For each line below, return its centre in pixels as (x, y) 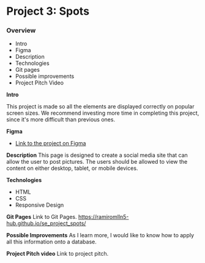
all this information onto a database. (51, 242)
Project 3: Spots (48, 11)
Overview (21, 31)
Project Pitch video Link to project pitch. (58, 254)
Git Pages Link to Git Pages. (42, 217)
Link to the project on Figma (50, 143)
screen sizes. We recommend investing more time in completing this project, (103, 113)
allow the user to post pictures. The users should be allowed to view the (97, 162)
